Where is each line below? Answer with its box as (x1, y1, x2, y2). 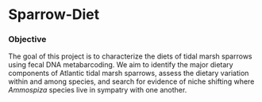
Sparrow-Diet (8, 6, 100, 24)
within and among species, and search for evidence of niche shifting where (8, 77, 255, 86)
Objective (8, 34, 47, 45)
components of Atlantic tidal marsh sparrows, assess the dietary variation (8, 69, 249, 78)
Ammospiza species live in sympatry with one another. (8, 85, 187, 95)
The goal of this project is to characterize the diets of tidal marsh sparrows (8, 51, 252, 61)
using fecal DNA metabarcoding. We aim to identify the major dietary (8, 60, 233, 70)
